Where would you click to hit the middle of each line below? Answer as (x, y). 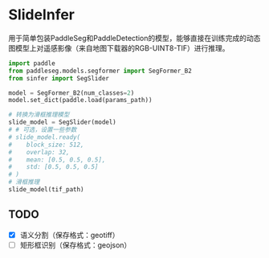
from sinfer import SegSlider (59, 78)
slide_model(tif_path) (46, 190)
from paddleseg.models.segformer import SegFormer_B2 (100, 71)
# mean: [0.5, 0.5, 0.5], (57, 160)
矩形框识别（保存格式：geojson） (75, 245)
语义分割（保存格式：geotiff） (69, 235)
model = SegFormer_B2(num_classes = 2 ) (71, 93)
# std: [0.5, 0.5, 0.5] (53, 167)
